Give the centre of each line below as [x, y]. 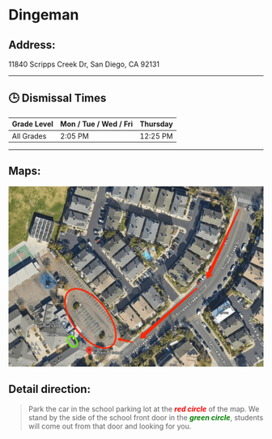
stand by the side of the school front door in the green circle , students [146, 417]
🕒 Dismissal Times [57, 98]
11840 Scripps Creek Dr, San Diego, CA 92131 [84, 64]
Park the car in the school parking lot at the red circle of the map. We [144, 409]
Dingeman [44, 15]
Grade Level [33, 124]
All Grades [29, 136]
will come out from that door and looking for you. [110, 426]
